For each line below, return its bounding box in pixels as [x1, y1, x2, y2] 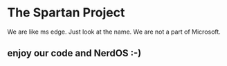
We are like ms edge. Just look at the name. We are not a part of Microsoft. [7, 27, 221, 36]
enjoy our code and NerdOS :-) [7, 47, 142, 59]
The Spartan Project [7, 5, 125, 21]
